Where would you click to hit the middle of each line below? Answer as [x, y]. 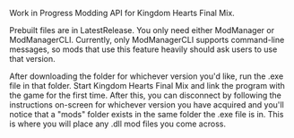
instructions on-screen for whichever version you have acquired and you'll [147, 105]
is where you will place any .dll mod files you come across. [118, 124]
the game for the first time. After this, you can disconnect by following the [146, 95]
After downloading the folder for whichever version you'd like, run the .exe [147, 76]
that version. [32, 59]
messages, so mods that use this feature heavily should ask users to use [143, 49]
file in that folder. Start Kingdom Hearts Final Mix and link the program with [147, 86]
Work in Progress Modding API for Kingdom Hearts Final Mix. [122, 13]
